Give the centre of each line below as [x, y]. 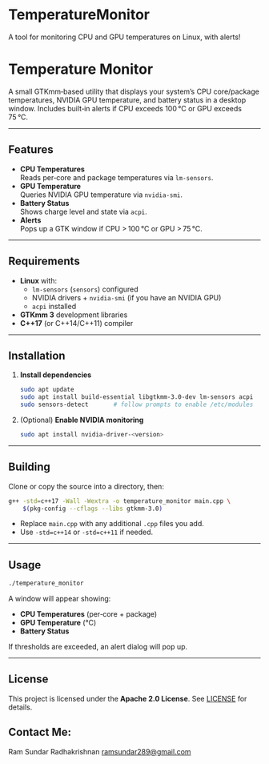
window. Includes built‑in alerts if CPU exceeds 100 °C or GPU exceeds [125, 108]
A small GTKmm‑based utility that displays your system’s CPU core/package [134, 91]
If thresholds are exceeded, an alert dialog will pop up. [98, 647]
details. [20, 707]
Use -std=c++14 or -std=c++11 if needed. [86, 532]
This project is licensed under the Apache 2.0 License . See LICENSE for [128, 698]
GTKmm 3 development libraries [74, 315]
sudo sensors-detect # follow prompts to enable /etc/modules [137, 405]
